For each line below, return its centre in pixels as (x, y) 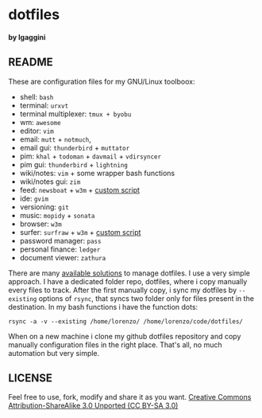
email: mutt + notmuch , (55, 139)
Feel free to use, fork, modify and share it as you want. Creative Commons (130, 397)
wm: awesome (40, 122)
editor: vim (37, 131)
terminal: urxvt (44, 105)
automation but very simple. (54, 353)
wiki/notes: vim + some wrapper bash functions (97, 173)
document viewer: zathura (63, 257)
